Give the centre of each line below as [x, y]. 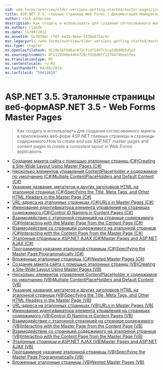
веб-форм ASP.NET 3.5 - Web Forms [81, 107]
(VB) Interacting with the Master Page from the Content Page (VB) [77, 326]
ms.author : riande [24, 28]
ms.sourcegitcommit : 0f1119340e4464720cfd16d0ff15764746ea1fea [70, 55]
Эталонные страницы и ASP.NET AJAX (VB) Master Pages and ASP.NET [85, 341]
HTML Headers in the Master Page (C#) [52, 197]
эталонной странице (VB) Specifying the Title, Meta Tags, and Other [81, 295]
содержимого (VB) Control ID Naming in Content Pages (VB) [73, 316]
